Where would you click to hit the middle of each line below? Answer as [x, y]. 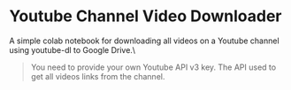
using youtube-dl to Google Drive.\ [72, 49]
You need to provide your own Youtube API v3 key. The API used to [153, 67]
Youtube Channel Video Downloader [145, 16]
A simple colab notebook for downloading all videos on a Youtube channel [145, 41]
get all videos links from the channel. [98, 76]
